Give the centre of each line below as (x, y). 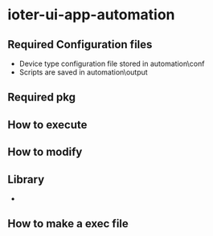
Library (26, 179)
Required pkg (42, 98)
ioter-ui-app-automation (91, 15)
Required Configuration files (80, 45)
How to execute (47, 125)
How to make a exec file (68, 224)
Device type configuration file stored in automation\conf (112, 63)
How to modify (45, 152)
